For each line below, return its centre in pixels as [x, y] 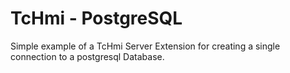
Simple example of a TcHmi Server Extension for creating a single [145, 46]
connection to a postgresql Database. [87, 56]
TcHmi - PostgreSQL [96, 18]
